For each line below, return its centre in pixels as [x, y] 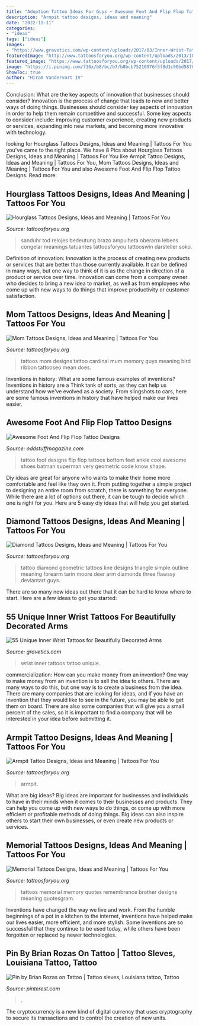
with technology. [26, 132]
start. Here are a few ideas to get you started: [62, 598]
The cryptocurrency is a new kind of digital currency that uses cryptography [99, 1011]
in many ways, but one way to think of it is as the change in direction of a [95, 271]
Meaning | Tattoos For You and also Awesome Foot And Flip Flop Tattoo [93, 169]
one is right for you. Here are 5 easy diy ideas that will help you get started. [98, 503]
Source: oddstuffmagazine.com [45, 448]
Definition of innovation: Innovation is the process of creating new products [98, 258]
